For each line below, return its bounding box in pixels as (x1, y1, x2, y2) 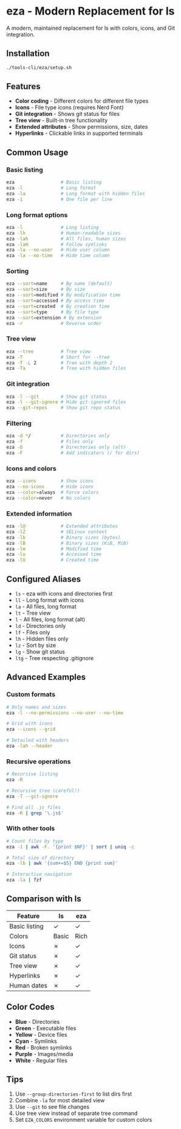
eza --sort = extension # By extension (6, 315, 102, 321)
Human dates (9, 981, 47, 989)
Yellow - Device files (15, 1031, 67, 1038)
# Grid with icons (6, 721, 53, 727)
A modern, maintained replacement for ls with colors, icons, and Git (6, 24, 175, 32)
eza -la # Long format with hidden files (6, 190, 146, 197)
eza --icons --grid (6, 726, 56, 732)
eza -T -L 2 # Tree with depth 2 (6, 360, 113, 366)
